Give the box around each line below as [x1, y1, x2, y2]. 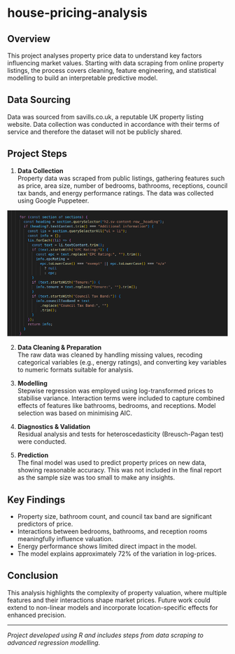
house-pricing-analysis [7, 5, 148, 21]
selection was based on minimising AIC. [17, 409, 133, 418]
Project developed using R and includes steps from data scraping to [7, 631, 204, 639]
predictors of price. [17, 520, 73, 529]
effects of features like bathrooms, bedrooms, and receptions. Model [17, 402, 216, 410]
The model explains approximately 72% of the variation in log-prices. [17, 550, 217, 558]
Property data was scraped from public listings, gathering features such [17, 174, 225, 182]
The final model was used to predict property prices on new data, [17, 458, 206, 467]
